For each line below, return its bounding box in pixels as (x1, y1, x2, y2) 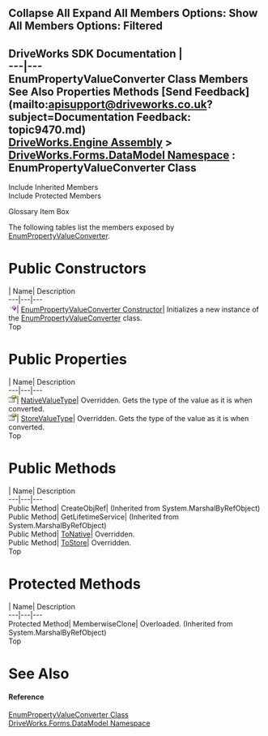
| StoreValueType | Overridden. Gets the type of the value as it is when (16, 414, 249, 424)
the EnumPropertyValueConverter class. (8, 313, 143, 323)
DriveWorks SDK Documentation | (8, 46, 183, 60)
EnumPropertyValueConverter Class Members (8, 72, 249, 86)
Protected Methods (8, 575, 142, 593)
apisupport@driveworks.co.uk (48, 97, 207, 111)
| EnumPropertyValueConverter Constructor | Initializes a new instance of (16, 304, 259, 315)
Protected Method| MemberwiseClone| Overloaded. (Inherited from (8, 618, 233, 628)
